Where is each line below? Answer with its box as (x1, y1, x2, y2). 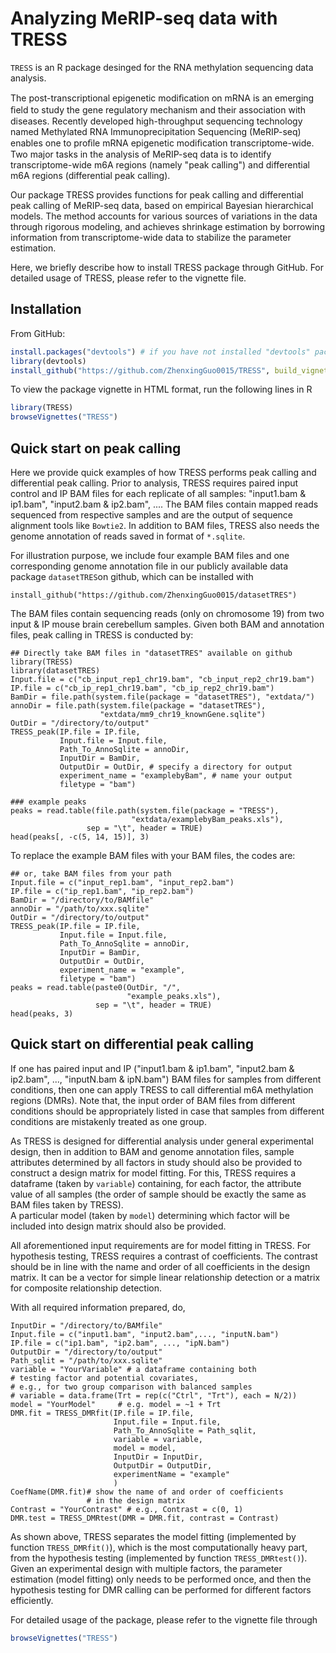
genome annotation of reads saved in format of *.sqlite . (10, 530, 246, 542)
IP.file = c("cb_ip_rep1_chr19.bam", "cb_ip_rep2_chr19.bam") (10, 683, 275, 693)
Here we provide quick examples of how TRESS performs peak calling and (10, 466, 317, 478)
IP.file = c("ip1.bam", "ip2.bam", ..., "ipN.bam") (10, 1338, 230, 1348)
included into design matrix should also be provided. (10, 1220, 227, 1232)
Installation (10, 301, 82, 318)
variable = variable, (113, 1434, 203, 1444)
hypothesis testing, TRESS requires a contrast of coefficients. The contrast (10, 1250, 318, 1262)
